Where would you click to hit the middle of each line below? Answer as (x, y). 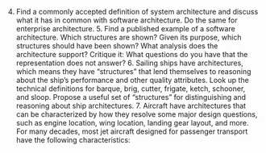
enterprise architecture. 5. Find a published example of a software (125, 29)
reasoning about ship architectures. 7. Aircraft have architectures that (131, 105)
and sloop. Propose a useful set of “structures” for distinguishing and (131, 97)
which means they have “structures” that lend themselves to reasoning (133, 71)
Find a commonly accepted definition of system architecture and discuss (137, 12)
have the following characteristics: (73, 140)
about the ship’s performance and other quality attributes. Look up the (133, 80)
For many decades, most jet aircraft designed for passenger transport (132, 131)
